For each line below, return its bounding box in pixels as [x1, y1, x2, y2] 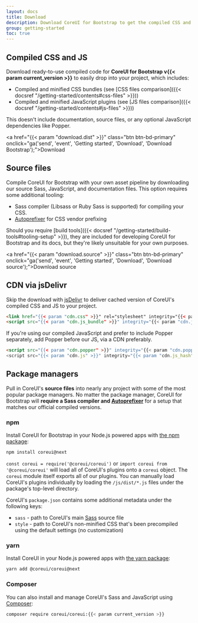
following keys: [6, 503, 43, 510]
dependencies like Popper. [6, 122, 71, 129]
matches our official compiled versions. [6, 403, 102, 410]
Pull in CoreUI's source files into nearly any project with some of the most [6, 384, 186, 392]
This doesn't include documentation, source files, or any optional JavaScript [6, 116, 192, 123]
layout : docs [6, 8, 38, 15]
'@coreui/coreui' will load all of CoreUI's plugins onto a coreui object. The [6, 466, 188, 473]
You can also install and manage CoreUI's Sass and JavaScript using [6, 594, 173, 601]
